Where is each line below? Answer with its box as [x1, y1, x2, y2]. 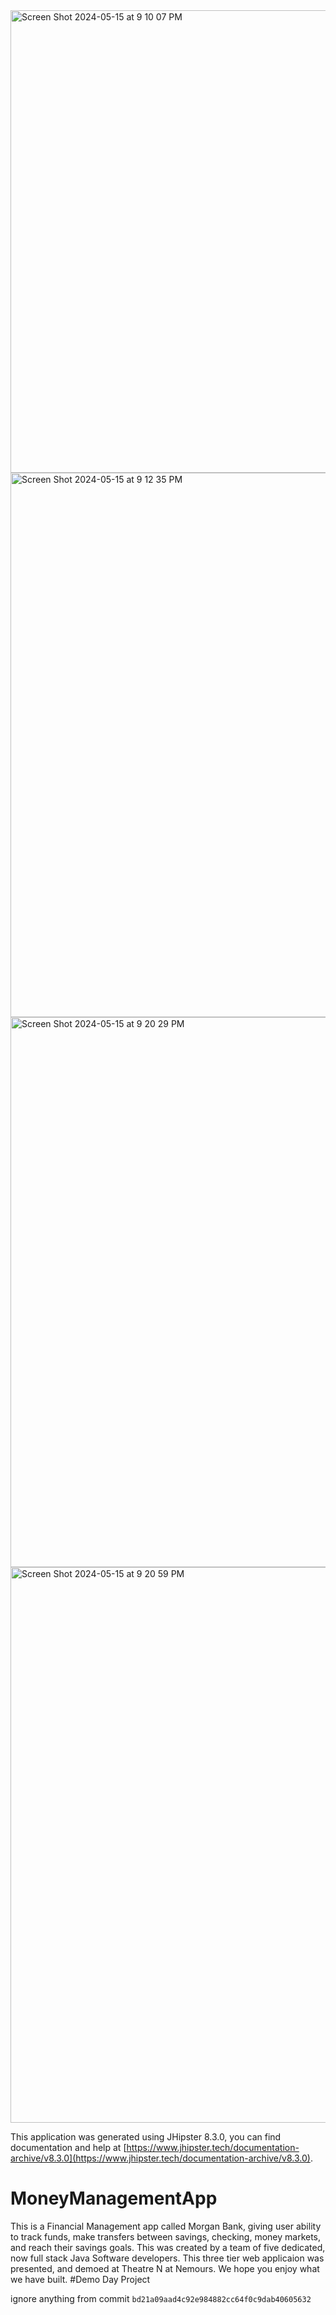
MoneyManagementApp [10, 2187, 218, 2210]
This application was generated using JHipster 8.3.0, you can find [10, 2131, 282, 2143]
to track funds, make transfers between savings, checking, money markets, [10, 2230, 322, 2243]
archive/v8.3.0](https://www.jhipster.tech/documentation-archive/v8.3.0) [10, 2152, 311, 2164]
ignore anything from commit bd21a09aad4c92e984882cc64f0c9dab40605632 [10, 2292, 312, 2304]
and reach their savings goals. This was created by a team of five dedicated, [10, 2241, 326, 2253]
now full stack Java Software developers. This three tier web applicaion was [10, 2252, 325, 2264]
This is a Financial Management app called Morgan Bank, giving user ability [10, 2220, 322, 2232]
